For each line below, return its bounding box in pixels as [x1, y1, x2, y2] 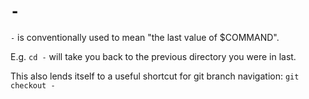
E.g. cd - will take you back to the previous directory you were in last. [10, 50, 297, 62]
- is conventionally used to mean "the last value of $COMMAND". [10, 31, 280, 43]
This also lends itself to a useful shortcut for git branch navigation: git [10, 70, 300, 82]
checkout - [10, 80, 56, 91]
